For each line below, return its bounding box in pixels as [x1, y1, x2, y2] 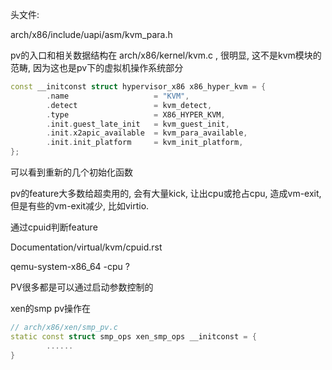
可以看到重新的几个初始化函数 [10, 166, 133, 178]
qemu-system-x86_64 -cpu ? [10, 261, 130, 272]
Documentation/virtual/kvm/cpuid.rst [10, 241, 163, 253]
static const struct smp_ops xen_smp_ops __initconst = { [10, 331, 257, 342]
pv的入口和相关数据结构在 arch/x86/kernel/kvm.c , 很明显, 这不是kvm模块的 [10, 49, 322, 61]
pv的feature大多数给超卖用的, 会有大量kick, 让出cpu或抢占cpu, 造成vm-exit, [10, 188, 322, 199]
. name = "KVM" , [46, 91, 190, 101]
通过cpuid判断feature [10, 221, 98, 233]
